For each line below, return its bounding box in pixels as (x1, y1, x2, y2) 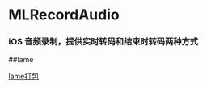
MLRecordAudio (8, 6, 120, 24)
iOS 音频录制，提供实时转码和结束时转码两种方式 (8, 36, 199, 48)
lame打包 (8, 71, 39, 82)
